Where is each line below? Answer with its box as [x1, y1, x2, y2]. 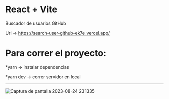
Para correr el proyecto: [5, 48, 107, 59]
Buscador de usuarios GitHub [5, 20, 66, 26]
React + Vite [5, 4, 58, 15]
